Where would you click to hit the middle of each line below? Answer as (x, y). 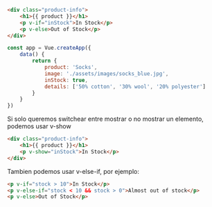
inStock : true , (66, 80)
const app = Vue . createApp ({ (49, 48)
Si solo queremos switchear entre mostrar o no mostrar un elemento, (106, 119)
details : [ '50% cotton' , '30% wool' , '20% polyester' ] (125, 86)
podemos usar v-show (39, 126)
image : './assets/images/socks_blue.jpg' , (106, 73)
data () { (32, 55)
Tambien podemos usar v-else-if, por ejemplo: (73, 171)
